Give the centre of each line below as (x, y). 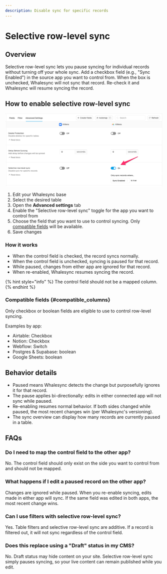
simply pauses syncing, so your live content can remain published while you (83, 562)
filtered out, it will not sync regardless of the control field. (64, 532)
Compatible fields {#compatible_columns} (58, 300)
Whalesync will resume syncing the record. (49, 88)
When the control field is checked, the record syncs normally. (76, 256)
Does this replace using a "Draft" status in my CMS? (70, 545)
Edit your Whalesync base (39, 195)
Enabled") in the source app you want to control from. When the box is (78, 77)
